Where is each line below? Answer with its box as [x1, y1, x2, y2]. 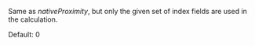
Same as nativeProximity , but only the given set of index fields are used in [8, 7, 247, 16]
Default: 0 [8, 30, 41, 39]
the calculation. [8, 15, 58, 24]
